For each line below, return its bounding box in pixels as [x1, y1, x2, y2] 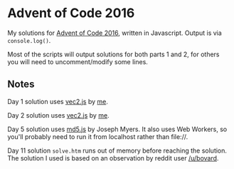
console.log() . [7, 36, 51, 44]
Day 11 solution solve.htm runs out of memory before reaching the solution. [7, 146, 228, 155]
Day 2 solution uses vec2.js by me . [7, 111, 110, 119]
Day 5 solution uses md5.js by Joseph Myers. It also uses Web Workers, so [7, 125, 228, 133]
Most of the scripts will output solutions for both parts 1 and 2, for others [7, 50, 220, 58]
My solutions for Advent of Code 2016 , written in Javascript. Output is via [7, 29, 222, 37]
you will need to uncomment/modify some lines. [7, 57, 148, 66]
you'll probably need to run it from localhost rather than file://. [7, 132, 188, 140]
